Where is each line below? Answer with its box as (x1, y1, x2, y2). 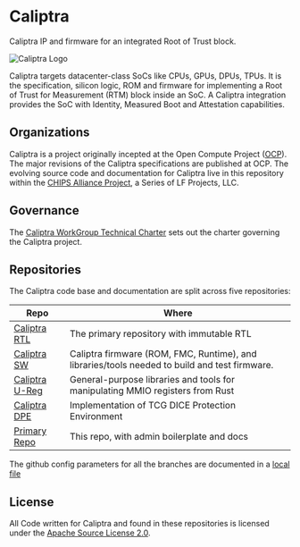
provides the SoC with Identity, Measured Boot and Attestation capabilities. (9, 98, 286, 109)
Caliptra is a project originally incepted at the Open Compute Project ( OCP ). (9, 148, 287, 159)
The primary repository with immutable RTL (70, 328, 252, 341)
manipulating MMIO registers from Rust (70, 384, 235, 397)
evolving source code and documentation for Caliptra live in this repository (9, 167, 284, 178)
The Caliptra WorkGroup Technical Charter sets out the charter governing (9, 226, 280, 238)
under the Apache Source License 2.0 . (9, 527, 151, 538)
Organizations (9, 125, 90, 140)
